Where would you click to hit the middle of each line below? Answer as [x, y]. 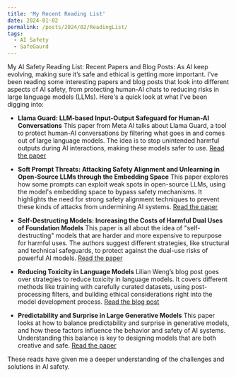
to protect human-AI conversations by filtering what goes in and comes [121, 133]
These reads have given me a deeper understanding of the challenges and [116, 359]
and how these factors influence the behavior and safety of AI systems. [122, 330]
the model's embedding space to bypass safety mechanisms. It [110, 192]
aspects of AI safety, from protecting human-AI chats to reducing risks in [113, 89]
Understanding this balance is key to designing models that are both [117, 338]
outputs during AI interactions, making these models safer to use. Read [121, 148]
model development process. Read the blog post [88, 302]
